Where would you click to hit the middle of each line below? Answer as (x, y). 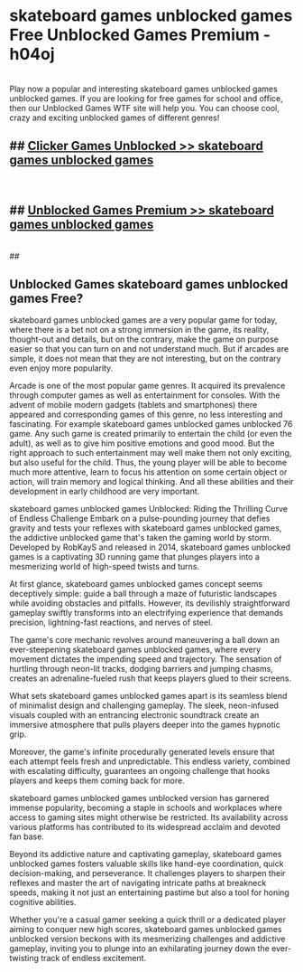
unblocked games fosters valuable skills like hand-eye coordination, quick (147, 863)
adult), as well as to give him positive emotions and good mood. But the (142, 443)
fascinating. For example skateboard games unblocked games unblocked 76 (151, 424)
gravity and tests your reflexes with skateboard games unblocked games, (146, 528)
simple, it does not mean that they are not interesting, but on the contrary (145, 359)
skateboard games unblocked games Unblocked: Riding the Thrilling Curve (149, 509)
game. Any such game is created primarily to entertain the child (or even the (151, 434)
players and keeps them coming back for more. (97, 781)
